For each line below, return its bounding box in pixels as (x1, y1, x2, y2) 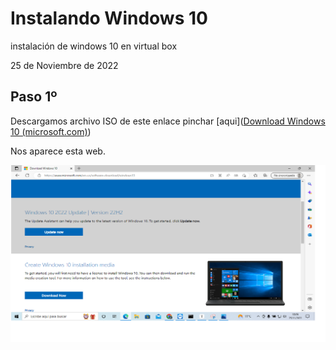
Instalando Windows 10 (10, 7, 208, 30)
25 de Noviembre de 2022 (10, 59, 119, 71)
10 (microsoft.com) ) (10, 125, 92, 137)
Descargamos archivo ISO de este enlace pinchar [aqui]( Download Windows (10, 115, 326, 127)
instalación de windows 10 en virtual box (10, 40, 178, 52)
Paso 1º (10, 88, 58, 106)
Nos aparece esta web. (10, 145, 106, 157)
